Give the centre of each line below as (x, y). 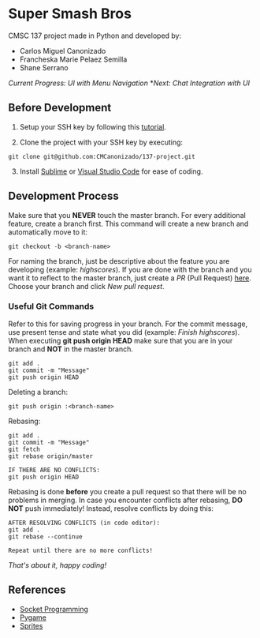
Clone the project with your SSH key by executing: (101, 142)
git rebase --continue (45, 537)
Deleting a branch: (38, 392)
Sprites (31, 625)
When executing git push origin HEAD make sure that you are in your (121, 340)
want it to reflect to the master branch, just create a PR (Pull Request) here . (130, 278)
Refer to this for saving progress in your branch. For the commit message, (128, 324)
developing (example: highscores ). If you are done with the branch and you (130, 269)
